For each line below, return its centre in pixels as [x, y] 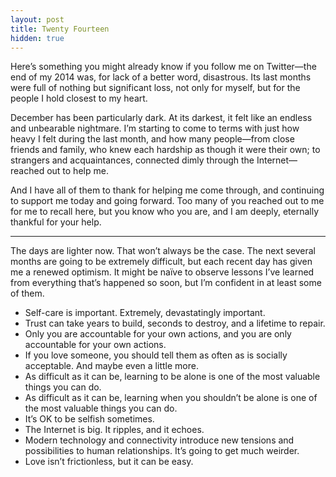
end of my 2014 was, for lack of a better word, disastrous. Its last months [161, 77]
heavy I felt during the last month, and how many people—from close [152, 139]
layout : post [37, 19]
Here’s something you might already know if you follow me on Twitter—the [163, 67]
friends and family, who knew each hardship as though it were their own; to [165, 150]
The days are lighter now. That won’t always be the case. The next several [163, 251]
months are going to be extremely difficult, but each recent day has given [161, 262]
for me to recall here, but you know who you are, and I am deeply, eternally [165, 212]
